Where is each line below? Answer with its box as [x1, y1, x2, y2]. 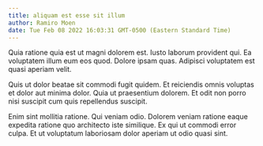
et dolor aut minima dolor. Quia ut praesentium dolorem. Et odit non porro [8, 88, 246, 98]
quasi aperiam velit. [8, 65, 73, 74]
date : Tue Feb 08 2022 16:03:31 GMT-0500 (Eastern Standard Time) [8, 26, 231, 34]
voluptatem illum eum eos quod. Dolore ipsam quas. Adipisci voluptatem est [8, 56, 255, 66]
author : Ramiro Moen [8, 19, 77, 27]
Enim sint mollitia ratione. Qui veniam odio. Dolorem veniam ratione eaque [8, 112, 249, 122]
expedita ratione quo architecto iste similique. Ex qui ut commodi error [8, 120, 237, 130]
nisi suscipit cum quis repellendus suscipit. [8, 96, 148, 107]
